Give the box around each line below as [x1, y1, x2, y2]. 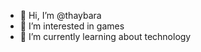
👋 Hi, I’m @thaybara [19, 10, 102, 21]
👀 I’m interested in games [19, 20, 125, 32]
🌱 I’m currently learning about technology [19, 31, 192, 42]
